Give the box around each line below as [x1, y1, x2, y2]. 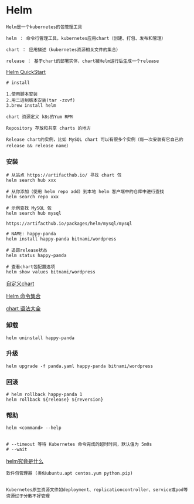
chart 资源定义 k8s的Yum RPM [6, 114, 73, 120]
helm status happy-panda [6, 253, 67, 259]
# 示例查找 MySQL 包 [6, 205, 52, 211]
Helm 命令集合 [6, 293, 41, 300]
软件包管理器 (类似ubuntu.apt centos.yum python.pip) [6, 471, 133, 476]
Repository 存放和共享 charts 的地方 [6, 125, 91, 131]
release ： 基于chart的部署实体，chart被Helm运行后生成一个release [6, 58, 159, 64]
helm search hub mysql [6, 211, 62, 217]
